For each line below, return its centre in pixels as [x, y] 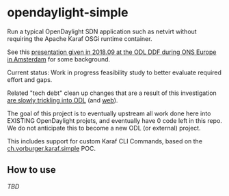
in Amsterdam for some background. [59, 59]
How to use [31, 170]
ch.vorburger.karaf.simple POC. [51, 148]
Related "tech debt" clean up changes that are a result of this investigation [112, 93]
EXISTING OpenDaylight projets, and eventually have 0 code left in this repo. [114, 120]
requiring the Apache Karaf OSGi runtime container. [80, 38]
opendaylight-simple [68, 13]
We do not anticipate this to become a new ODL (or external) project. [104, 128]
